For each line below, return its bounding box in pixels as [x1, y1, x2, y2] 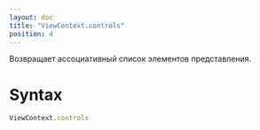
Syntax [9, 85, 63, 104]
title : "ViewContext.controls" [9, 21, 125, 30]
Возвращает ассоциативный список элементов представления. [9, 54, 252, 65]
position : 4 [9, 29, 53, 38]
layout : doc [9, 12, 53, 22]
